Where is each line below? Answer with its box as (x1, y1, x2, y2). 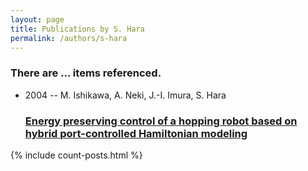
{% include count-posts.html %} (10, 149, 143, 161)
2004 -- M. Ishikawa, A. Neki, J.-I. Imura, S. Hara (24, 89, 227, 101)
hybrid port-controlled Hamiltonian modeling (24, 126, 248, 140)
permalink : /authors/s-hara (10, 33, 128, 43)
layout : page (10, 14, 65, 25)
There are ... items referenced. (10, 66, 162, 80)
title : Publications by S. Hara (10, 24, 145, 34)
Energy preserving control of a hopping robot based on (24, 114, 298, 128)
